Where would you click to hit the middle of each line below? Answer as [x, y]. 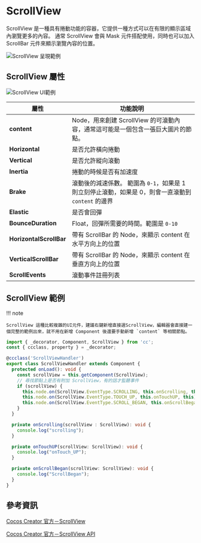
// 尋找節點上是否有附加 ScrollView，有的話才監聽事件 [78, 380]
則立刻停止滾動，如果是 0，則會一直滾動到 [131, 192]
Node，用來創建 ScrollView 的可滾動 [123, 120]
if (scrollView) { [40, 386]
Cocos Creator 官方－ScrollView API [51, 533]
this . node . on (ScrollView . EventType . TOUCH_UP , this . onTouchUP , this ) [109, 397]
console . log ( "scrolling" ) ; [51, 430]
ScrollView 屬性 [36, 77]
